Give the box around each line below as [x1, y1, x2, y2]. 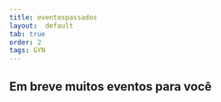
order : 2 [9, 37, 42, 47]
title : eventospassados [9, 12, 98, 22]
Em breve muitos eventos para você [9, 79, 212, 94]
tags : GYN [9, 46, 46, 55]
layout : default [9, 21, 74, 30]
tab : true [9, 29, 46, 38]
